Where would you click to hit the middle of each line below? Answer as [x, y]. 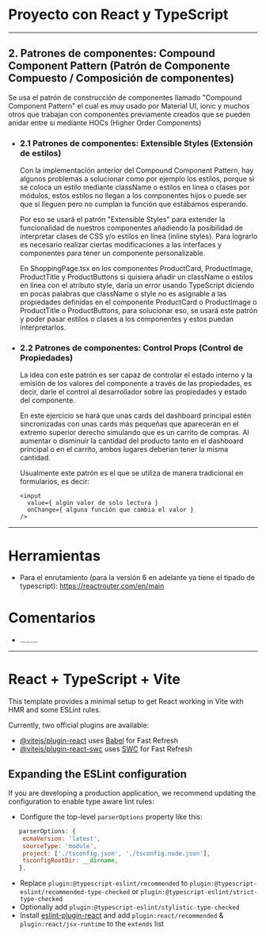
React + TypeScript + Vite [94, 680]
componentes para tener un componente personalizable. [112, 253]
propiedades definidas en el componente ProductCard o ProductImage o [138, 302]
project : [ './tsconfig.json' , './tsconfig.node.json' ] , [117, 854]
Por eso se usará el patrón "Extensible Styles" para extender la [122, 220]
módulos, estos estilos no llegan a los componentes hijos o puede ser [133, 196]
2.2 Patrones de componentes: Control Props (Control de [131, 348]
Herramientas [55, 556]
